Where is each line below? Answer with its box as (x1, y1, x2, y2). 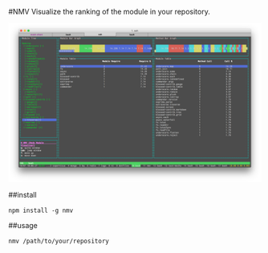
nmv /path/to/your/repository (8, 237, 110, 245)
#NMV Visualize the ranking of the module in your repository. (8, 7, 210, 16)
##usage (8, 220, 39, 230)
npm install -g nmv (8, 206, 74, 214)
